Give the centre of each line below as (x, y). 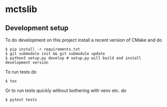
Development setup (37, 28)
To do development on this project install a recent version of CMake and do (84, 40)
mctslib (21, 9)
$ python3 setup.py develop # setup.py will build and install (73, 58)
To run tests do (21, 72)
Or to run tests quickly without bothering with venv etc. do (66, 90)
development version (27, 63)
